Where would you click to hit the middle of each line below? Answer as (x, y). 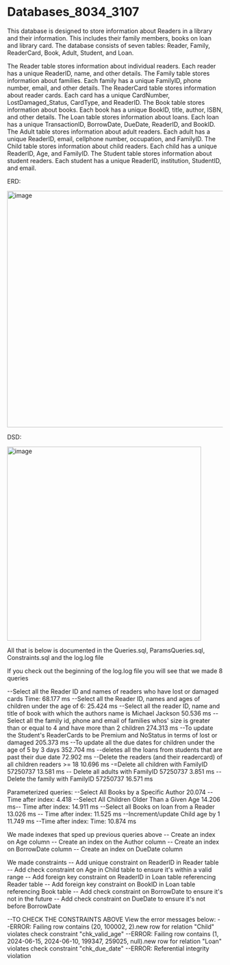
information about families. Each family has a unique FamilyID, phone (104, 80)
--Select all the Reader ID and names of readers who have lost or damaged (113, 691)
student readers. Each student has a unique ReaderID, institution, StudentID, (114, 160)
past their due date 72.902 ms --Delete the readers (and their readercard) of (115, 757)
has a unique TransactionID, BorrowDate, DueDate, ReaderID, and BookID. (111, 124)
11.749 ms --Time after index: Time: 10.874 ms (72, 821)
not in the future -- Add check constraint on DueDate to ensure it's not (106, 899)
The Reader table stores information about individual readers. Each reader (112, 66)
